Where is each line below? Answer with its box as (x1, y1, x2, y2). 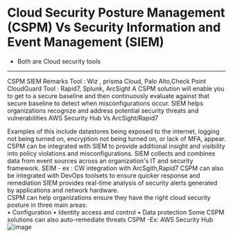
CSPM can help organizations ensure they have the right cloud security (7, 193, 211, 201)
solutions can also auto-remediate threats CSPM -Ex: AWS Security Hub (7, 215, 214, 223)
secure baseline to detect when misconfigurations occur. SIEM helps (7, 99, 203, 107)
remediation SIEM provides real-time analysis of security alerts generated (7, 178, 218, 187)
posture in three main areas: (7, 201, 88, 209)
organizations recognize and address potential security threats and (7, 106, 199, 115)
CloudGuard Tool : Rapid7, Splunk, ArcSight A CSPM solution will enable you (7, 84, 225, 93)
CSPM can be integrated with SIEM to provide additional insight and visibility (7, 142, 225, 150)
